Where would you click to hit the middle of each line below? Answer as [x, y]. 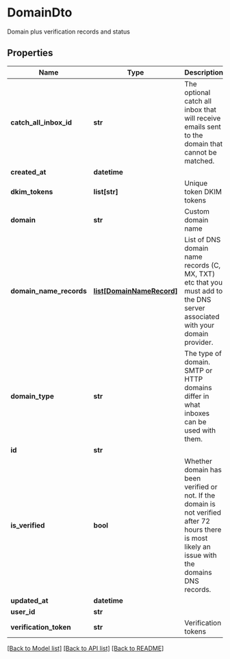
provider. [199, 342]
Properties [30, 53]
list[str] [106, 192]
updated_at [29, 600]
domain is [200, 504]
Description [204, 72]
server [195, 308]
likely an [197, 547]
